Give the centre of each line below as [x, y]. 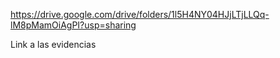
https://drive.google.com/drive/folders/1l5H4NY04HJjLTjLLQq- [140, 14]
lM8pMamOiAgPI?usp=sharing [73, 25]
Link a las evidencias [53, 44]
